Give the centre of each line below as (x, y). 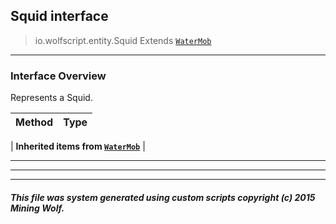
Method (34, 122)
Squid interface (59, 16)
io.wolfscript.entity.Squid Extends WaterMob (123, 40)
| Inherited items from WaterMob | (78, 146)
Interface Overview (58, 76)
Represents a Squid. (51, 98)
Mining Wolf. (37, 208)
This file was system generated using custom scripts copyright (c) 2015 (163, 197)
